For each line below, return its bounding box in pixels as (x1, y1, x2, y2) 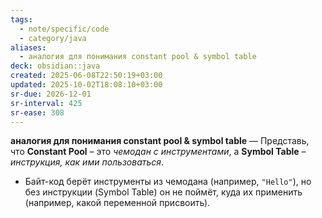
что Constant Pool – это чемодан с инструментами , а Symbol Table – (10, 146, 307, 158)
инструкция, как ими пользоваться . (10, 156, 165, 168)
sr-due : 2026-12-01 (10, 89, 92, 99)
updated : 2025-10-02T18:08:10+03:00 (10, 80, 163, 90)
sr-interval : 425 (10, 98, 83, 108)
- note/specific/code (19, 24, 110, 34)
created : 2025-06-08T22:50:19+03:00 (10, 71, 163, 81)
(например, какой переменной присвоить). (24, 197, 211, 209)
